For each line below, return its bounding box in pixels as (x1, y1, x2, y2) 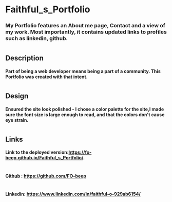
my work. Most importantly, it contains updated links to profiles (5, 28, 167, 35)
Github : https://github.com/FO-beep (5, 173, 86, 179)
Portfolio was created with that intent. (5, 74, 88, 80)
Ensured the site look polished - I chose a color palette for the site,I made (5, 106, 164, 112)
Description (5, 54, 44, 63)
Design (5, 91, 29, 101)
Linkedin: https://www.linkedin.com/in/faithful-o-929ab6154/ (5, 191, 141, 197)
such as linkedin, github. (5, 35, 68, 42)
